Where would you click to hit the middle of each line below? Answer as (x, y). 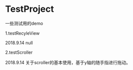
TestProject (30, 9)
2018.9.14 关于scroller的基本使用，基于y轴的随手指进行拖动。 (68, 62)
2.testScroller (19, 52)
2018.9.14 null (19, 42)
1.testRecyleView (22, 33)
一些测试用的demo (24, 23)
